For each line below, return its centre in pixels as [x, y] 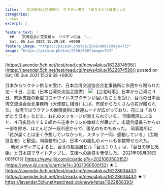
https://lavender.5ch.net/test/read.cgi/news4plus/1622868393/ [69, 182]
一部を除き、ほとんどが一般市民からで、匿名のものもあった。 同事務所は [79, 128]
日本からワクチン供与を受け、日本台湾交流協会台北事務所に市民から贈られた [83, 85]
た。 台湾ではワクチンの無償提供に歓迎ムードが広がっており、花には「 [77, 110]
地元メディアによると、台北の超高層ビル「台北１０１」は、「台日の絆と [82, 147]
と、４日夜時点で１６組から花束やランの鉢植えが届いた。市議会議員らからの [83, 122]
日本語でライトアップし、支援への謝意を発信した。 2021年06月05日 [87, 153]
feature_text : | [22, 32]
